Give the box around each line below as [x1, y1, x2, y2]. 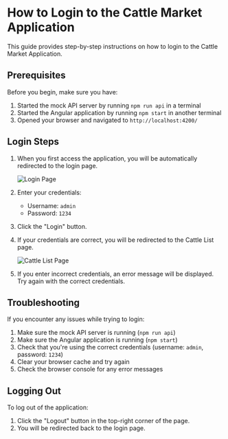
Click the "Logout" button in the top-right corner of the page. [16, 417, 190, 425]
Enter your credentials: [16, 188, 82, 196]
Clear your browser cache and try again [16, 358, 130, 366]
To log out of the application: [7, 403, 89, 411]
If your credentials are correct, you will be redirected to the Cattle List [16, 236, 214, 244]
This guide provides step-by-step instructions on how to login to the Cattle [7, 42, 218, 50]
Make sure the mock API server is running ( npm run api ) [16, 329, 176, 337]
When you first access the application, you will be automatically [16, 154, 198, 163]
